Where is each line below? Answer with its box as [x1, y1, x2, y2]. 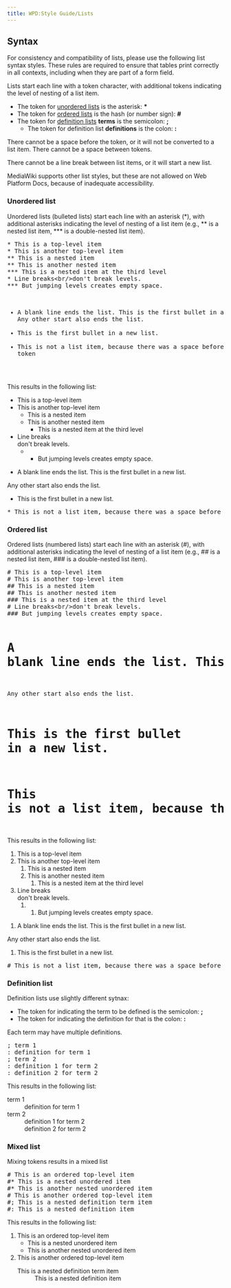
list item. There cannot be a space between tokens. [7, 145, 153, 154]
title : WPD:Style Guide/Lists [7, 10, 94, 17]
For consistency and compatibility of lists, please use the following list [7, 54, 206, 62]
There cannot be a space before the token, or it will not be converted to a [7, 138, 214, 146]
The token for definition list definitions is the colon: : [27, 125, 177, 133]
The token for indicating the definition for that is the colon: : [16, 1015, 186, 1023]
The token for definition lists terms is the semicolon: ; [16, 117, 169, 125]
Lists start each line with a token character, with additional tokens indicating [7, 82, 222, 90]
